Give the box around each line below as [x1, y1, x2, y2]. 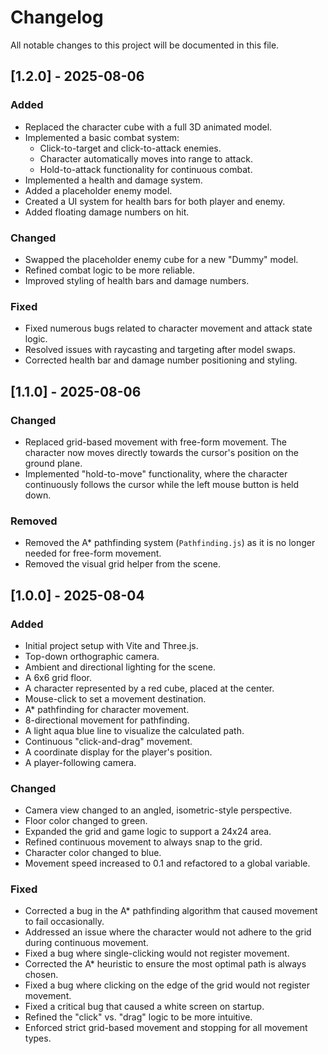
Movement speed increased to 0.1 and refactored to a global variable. [24, 857, 311, 870]
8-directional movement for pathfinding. [24, 714, 190, 726]
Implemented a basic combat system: [24, 131, 180, 143]
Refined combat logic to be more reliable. [24, 264, 195, 276]
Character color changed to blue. [24, 847, 162, 859]
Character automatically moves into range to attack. [39, 152, 254, 165]
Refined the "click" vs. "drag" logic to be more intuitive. [24, 1011, 253, 1023]
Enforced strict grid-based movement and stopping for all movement [24, 1022, 308, 1034]
